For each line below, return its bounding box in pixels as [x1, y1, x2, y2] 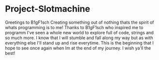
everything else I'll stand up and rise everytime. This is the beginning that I [5, 40, 154, 45]
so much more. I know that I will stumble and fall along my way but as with [5, 35, 154, 41]
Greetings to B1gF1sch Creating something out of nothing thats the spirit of [5, 19, 154, 25]
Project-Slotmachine [5, 3, 91, 15]
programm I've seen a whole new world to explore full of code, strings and [5, 30, 154, 35]
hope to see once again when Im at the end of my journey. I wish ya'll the [5, 45, 151, 51]
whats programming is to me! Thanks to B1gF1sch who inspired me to [5, 24, 143, 30]
